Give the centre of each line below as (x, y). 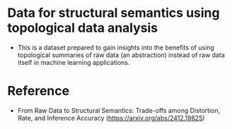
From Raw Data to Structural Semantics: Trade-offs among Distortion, (119, 110)
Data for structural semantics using (114, 13)
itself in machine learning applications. (74, 62)
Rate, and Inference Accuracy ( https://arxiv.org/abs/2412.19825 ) (111, 118)
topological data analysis (83, 28)
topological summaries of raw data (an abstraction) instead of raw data (121, 55)
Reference (38, 91)
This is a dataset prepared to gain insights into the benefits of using (116, 47)
